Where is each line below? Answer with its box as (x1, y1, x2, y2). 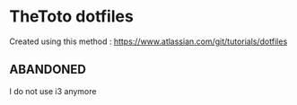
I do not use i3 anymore (9, 85, 97, 96)
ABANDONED (9, 62, 87, 77)
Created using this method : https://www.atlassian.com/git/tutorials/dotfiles (9, 36, 288, 47)
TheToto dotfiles (9, 6, 135, 27)
